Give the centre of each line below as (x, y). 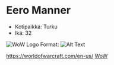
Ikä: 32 (23, 32)
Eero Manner (39, 10)
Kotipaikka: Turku (36, 27)
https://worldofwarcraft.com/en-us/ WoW (57, 56)
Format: (50, 44)
